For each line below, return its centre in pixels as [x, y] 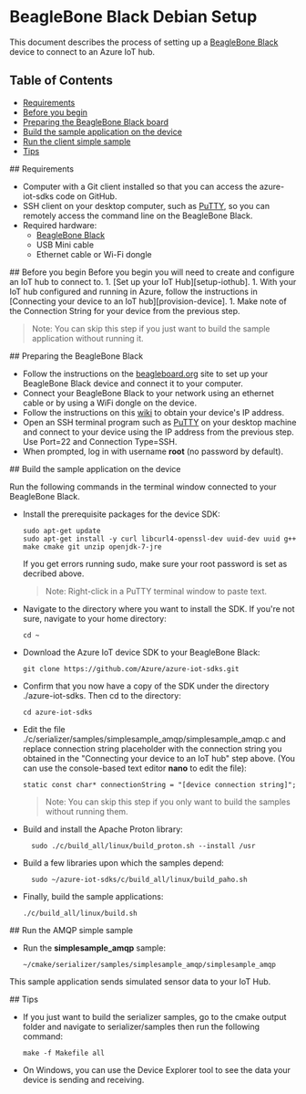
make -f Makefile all [63, 1053]
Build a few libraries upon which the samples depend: [123, 863]
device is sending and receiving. [83, 1079]
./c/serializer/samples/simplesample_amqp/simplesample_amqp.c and [154, 739]
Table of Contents [61, 81]
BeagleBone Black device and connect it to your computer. [133, 383]
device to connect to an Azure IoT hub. [82, 51]
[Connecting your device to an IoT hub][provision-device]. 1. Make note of [148, 301]
